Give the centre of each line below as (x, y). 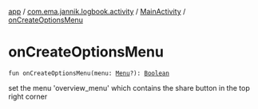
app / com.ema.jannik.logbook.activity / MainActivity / (97, 12)
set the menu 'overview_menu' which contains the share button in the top (129, 88)
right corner (28, 96)
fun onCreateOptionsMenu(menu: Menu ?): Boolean (89, 73)
